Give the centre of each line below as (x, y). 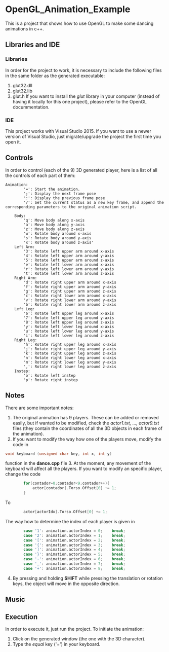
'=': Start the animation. (52, 189)
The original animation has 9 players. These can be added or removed (86, 417)
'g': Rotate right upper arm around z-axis (70, 291)
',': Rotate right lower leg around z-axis (70, 367)
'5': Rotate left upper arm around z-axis (69, 260)
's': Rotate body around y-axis (58, 238)
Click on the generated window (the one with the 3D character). (79, 639)
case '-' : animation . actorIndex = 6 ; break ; (74, 559)
